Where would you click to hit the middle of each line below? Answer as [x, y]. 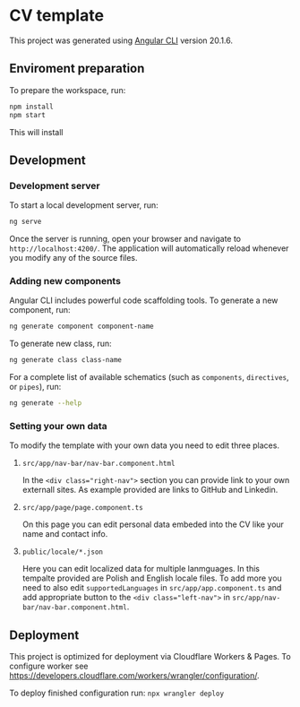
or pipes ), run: [35, 387]
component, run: [40, 310]
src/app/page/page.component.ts [82, 508]
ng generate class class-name [66, 360]
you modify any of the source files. [73, 258]
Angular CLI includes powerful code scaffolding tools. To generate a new [144, 300]
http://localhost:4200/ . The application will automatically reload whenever [149, 248]
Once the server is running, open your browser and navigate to [125, 239]
